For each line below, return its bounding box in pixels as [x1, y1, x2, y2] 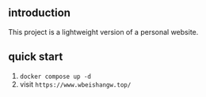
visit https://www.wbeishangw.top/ [19, 79, 132, 89]
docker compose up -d [19, 73, 91, 80]
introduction [8, 6, 71, 20]
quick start [8, 50, 63, 64]
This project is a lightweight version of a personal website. [8, 27, 199, 36]
